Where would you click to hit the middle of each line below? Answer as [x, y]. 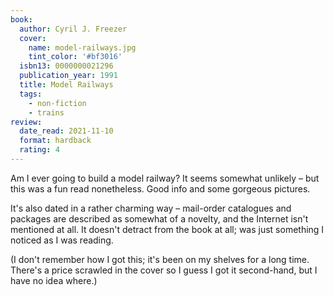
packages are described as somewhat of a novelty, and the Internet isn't [159, 218]
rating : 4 [39, 150]
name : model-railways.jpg [82, 47]
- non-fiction [57, 103]
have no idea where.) [54, 280]
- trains [46, 112]
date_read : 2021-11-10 [66, 131]
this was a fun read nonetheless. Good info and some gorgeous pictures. [160, 188]
